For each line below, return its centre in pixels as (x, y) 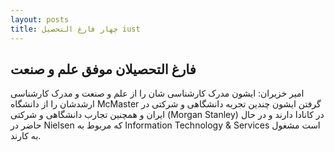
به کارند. (26, 136)
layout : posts (40, 19)
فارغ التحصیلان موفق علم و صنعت (103, 69)
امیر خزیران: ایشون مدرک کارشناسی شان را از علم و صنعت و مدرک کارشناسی (157, 93)
